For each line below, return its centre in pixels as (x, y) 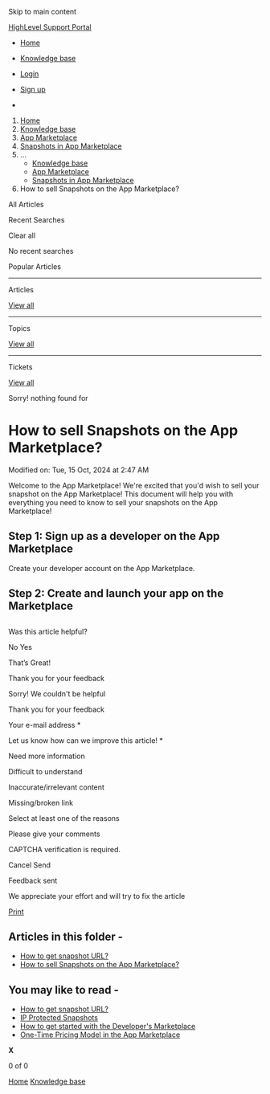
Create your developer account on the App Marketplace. (102, 568)
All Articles (26, 204)
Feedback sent (33, 880)
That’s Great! (29, 663)
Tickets (20, 367)
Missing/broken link (41, 802)
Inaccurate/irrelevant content (56, 787)
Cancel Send (29, 865)
